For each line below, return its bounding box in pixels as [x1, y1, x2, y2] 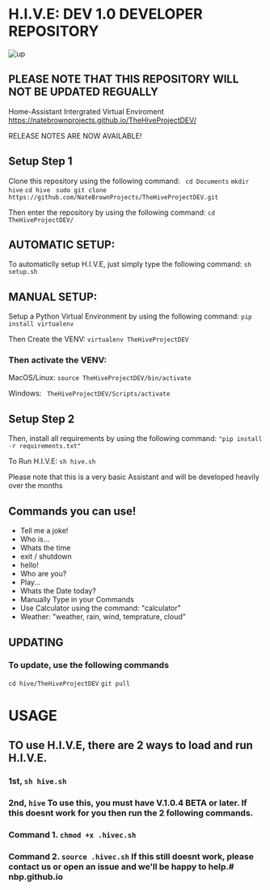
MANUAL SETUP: [8, 289, 98, 304]
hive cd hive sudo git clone [8, 186, 108, 195]
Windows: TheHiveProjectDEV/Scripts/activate [8, 388, 171, 398]
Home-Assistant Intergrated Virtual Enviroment [8, 106, 164, 116]
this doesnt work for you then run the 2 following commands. [8, 807, 254, 819]
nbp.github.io [8, 871, 63, 883]
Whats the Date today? [19, 586, 97, 596]
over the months [8, 481, 63, 490]
